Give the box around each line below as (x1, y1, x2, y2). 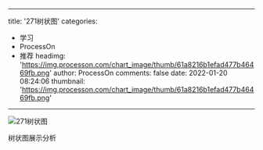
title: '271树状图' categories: (8, 16, 98, 26)
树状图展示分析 (8, 134, 56, 142)
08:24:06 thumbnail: (19, 77, 86, 86)
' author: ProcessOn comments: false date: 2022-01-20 (49, 68, 229, 77)
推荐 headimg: (19, 52, 67, 60)
